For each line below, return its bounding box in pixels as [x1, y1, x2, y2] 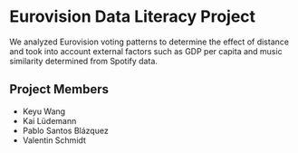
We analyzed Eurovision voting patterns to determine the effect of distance [9, 36, 290, 47]
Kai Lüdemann [22, 115, 77, 126]
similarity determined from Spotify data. [9, 55, 159, 66]
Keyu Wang [22, 106, 66, 117]
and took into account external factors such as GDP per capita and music [9, 45, 283, 56]
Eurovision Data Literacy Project [9, 6, 256, 27]
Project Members [9, 81, 110, 97]
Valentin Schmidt [22, 134, 86, 146]
